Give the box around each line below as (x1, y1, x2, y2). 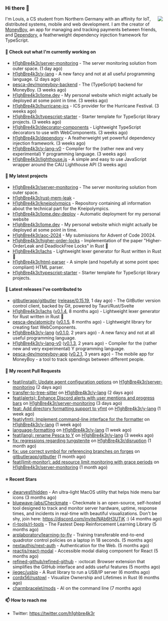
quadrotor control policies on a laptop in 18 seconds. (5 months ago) (12, 537, 153, 543)
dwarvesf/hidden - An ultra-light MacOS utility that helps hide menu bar (12, 489, 160, 495)
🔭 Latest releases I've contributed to (5, 286, 82, 292)
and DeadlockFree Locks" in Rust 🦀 (35, 243, 108, 249)
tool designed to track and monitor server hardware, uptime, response (12, 505, 157, 511)
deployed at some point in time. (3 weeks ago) (12, 97, 108, 103)
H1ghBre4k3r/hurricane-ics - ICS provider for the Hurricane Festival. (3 (12, 102, 159, 109)
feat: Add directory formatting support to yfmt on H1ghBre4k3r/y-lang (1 (12, 405, 161, 411)
